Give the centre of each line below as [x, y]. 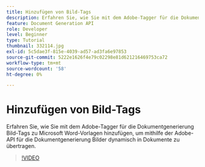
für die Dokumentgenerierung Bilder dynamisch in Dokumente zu [98, 140]
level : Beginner [27, 35]
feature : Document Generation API [50, 23]
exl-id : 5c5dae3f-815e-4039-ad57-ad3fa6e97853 [67, 52]
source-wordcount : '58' [37, 69]
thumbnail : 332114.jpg [35, 46]
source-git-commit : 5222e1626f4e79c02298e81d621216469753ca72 [87, 57]
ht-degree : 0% [24, 74]
